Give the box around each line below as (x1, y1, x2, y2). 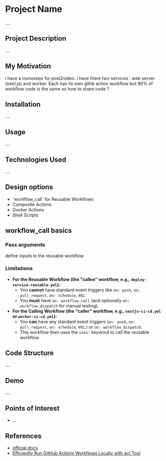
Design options (5, 183, 53, 191)
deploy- (131, 277, 147, 282)
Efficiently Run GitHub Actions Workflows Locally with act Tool (12, 450, 141, 456)
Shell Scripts (12, 212, 39, 218)
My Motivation (5, 62, 51, 71)
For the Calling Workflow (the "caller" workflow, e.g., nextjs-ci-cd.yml (12, 308, 162, 314)
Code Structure (5, 349, 54, 358)
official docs (12, 445, 38, 451)
